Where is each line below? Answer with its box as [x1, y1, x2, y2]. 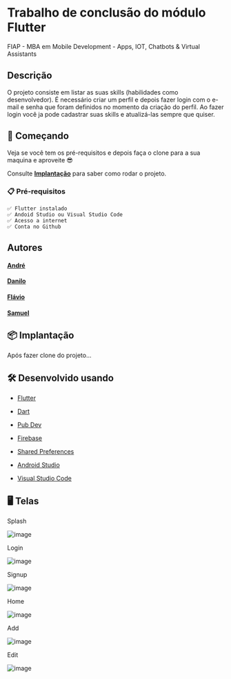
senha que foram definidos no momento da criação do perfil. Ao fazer [25, 102, 224, 111]
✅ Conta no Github [7, 223, 61, 230]
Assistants [7, 50, 37, 58]
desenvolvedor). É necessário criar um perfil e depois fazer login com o [7, 95, 211, 104]
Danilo [7, 277, 26, 285]
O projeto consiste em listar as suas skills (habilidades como [7, 88, 179, 96]
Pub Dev [17, 421, 42, 429]
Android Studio [17, 461, 60, 469]
